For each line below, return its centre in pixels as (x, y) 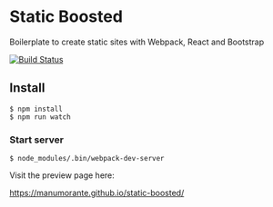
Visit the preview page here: (62, 175)
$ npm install (36, 109)
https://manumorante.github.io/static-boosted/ (97, 193)
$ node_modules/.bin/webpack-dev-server (87, 159)
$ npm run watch (40, 117)
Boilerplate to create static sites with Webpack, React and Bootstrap (137, 42)
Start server (36, 140)
